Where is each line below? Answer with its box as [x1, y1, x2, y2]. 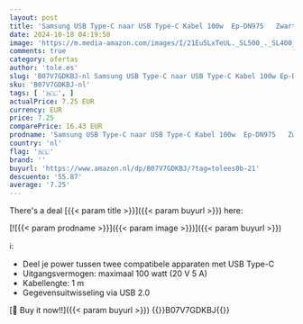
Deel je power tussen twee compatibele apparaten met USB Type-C [22, 258, 275, 270]
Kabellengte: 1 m [22, 278, 85, 289]
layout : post [9, 13, 59, 22]
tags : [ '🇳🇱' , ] [9, 88, 75, 97]
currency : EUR [9, 105, 63, 114]
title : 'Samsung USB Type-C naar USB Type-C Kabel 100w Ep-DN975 [9, 22, 264, 31]
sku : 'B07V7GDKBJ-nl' [9, 80, 91, 89]
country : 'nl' [9, 139, 63, 148]
